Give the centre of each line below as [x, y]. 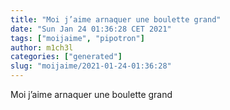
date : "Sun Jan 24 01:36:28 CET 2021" [91, 29]
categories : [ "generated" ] [66, 57]
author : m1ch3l [42, 47]
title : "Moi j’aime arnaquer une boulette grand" [116, 19]
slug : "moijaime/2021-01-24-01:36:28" [91, 66]
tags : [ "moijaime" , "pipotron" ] [77, 38]
